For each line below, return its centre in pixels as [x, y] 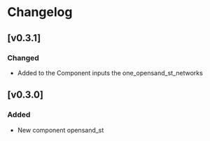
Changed [23, 58]
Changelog [40, 12]
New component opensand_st [61, 130]
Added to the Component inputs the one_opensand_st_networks [110, 73]
